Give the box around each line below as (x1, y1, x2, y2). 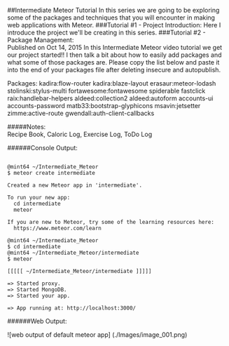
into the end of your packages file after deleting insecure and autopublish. (7, 66, 221, 74)
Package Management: (7, 36, 74, 44)
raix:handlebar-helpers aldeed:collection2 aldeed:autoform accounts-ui (7, 94, 214, 102)
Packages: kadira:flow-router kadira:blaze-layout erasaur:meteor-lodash (7, 79, 216, 87)
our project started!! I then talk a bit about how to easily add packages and (7, 51, 222, 59)
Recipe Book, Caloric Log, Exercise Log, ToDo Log (7, 130, 153, 138)
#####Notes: (7, 123, 46, 131)
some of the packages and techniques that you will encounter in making (7, 13, 216, 22)
